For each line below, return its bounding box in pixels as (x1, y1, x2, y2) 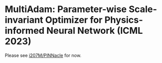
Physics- (104, 14, 143, 26)
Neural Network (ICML (46, 25, 143, 36)
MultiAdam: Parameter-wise (5, 4, 127, 15)
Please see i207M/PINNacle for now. (5, 52, 82, 58)
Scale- (128, 4, 157, 15)
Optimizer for (45, 14, 103, 26)
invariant (5, 14, 44, 26)
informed (5, 25, 45, 36)
